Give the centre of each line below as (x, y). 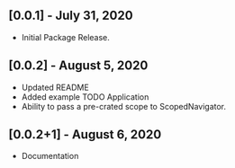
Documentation (50, 156)
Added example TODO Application (85, 97)
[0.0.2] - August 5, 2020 (78, 66)
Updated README (55, 87)
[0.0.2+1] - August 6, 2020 (85, 135)
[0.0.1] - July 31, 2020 (71, 16)
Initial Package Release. (65, 37)
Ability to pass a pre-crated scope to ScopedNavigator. (124, 106)
